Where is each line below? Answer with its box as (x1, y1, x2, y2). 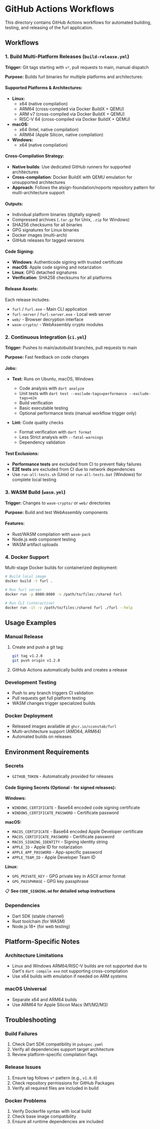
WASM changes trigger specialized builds (12, 700, 96, 706)
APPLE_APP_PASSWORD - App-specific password (12, 849, 102, 855)
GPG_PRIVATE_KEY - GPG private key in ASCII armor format (12, 873, 126, 879)
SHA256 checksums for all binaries (12, 222, 83, 228)
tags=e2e (19, 396, 37, 401)
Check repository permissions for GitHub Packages (12, 1080, 115, 1086)
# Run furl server (5, 587, 42, 592)
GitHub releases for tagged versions (12, 237, 85, 243)
